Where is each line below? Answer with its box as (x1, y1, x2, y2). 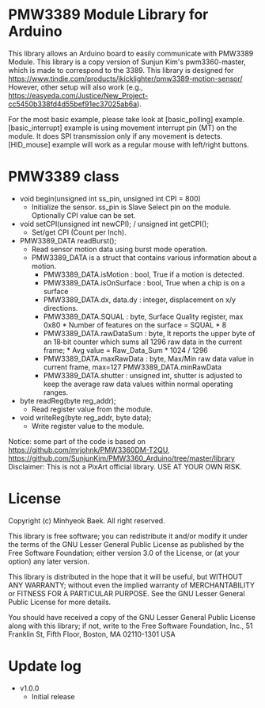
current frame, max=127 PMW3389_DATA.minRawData (43, 362, 222, 372)
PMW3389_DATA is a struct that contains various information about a (31, 252, 257, 262)
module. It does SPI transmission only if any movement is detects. (8, 131, 223, 140)
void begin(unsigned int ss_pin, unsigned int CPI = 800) (19, 193, 202, 203)
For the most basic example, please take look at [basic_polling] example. (8, 114, 245, 124)
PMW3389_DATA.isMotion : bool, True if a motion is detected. (43, 270, 245, 279)
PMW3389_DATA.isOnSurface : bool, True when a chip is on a (43, 277, 245, 287)
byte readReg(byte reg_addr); (19, 396, 116, 405)
